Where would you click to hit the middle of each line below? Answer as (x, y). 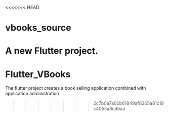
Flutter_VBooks (38, 74)
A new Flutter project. (52, 51)
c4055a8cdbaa (109, 109)
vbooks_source (38, 28)
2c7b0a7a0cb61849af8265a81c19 (129, 103)
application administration (32, 94)
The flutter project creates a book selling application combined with (76, 88)
